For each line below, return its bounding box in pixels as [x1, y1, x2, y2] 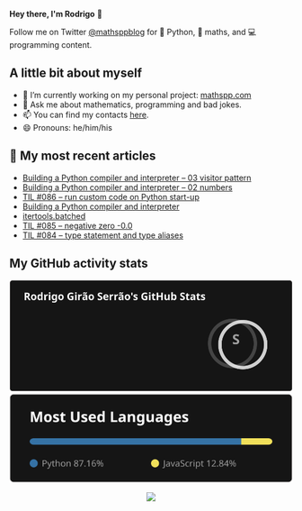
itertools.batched [22, 210, 86, 221]
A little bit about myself [9, 66, 142, 81]
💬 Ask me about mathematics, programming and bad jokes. [22, 99, 243, 110]
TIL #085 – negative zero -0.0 [22, 220, 133, 231]
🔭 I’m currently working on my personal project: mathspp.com [22, 89, 252, 100]
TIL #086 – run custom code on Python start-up [22, 191, 200, 202]
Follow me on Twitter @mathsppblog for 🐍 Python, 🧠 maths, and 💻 [9, 27, 257, 37]
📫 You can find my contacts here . [22, 109, 149, 120]
